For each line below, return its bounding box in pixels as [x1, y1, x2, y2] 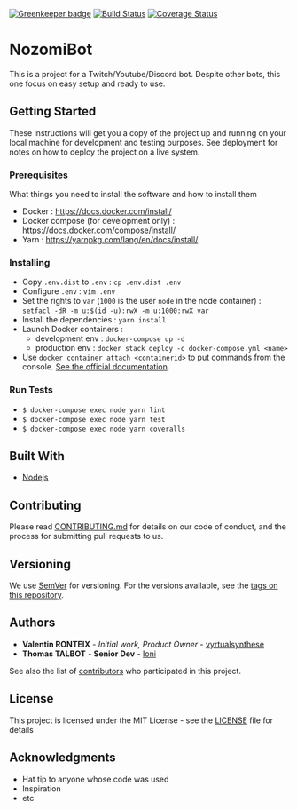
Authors [9, 615, 56, 631]
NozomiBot [9, 40, 93, 60]
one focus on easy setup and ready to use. [9, 78, 166, 89]
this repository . [9, 590, 65, 600]
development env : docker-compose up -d [35, 333, 185, 344]
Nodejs [21, 472, 49, 483]
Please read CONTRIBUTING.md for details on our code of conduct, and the [9, 521, 286, 532]
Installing [9, 256, 51, 268]
